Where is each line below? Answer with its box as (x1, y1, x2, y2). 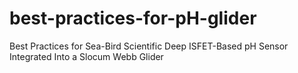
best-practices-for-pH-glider (9, 7, 257, 30)
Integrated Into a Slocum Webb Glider (9, 50, 164, 62)
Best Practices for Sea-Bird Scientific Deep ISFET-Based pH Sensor (9, 40, 289, 52)
